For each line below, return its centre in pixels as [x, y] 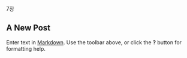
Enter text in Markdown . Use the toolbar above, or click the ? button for [94, 42]
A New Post [28, 28]
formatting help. [26, 48]
